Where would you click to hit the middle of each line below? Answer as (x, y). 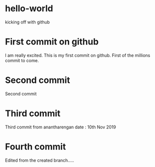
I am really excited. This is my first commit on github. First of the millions (77, 55)
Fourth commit (36, 146)
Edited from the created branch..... (39, 160)
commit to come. (22, 60)
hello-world (29, 9)
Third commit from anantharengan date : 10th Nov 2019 (60, 127)
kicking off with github (28, 22)
